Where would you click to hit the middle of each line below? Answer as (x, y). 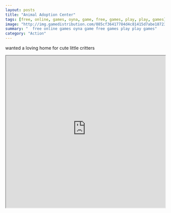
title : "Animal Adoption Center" (40, 15)
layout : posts (20, 10)
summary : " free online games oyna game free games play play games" (81, 29)
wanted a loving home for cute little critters (50, 48)
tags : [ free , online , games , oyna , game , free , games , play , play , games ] (86, 19)
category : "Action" (26, 33)
